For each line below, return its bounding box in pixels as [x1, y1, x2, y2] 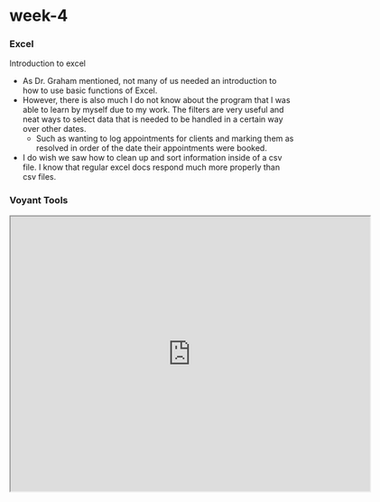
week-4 [9, 5, 69, 26]
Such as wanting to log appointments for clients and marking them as [35, 133, 294, 144]
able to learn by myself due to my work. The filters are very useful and [22, 105, 284, 116]
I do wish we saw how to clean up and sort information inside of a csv [22, 153, 283, 163]
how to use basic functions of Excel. [22, 85, 158, 96]
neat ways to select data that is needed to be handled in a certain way [22, 114, 283, 125]
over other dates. [22, 124, 87, 135]
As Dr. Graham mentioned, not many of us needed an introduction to [22, 76, 277, 87]
